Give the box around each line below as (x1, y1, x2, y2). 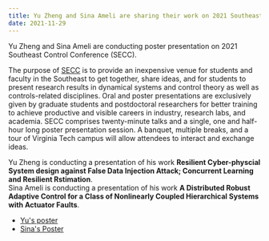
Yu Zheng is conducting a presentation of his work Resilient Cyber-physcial (8, 157, 261, 167)
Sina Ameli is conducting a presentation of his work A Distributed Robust (8, 183, 251, 192)
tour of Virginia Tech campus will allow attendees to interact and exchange (8, 133, 255, 143)
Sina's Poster (19, 223, 64, 233)
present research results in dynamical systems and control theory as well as (8, 82, 259, 92)
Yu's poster (19, 215, 58, 225)
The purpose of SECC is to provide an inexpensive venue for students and (8, 65, 253, 74)
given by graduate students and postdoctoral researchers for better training (8, 99, 258, 109)
